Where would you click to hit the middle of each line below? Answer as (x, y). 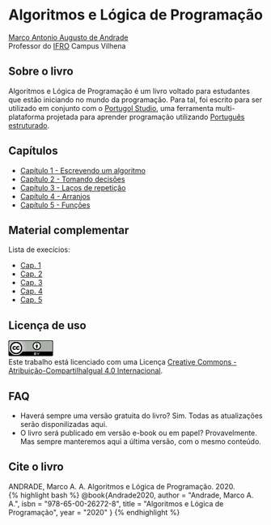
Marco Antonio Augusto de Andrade (68, 37)
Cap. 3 (31, 283)
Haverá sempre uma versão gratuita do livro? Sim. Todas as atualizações (141, 416)
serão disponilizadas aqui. (64, 424)
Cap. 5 (31, 300)
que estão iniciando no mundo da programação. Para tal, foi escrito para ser (135, 100)
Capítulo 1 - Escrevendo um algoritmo (83, 170)
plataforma (27, 117)
